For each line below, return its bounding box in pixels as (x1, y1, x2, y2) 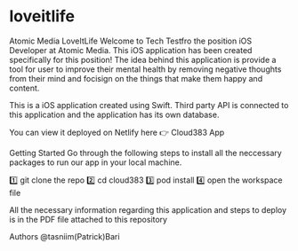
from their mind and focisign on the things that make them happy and (9, 73, 263, 83)
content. (9, 82, 40, 93)
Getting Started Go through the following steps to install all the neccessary (9, 147, 282, 158)
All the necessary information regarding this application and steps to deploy (9, 204, 287, 215)
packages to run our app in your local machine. (9, 157, 182, 168)
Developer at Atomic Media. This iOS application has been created (9, 44, 253, 55)
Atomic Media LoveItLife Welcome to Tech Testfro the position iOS (9, 35, 253, 46)
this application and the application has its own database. (9, 109, 220, 120)
